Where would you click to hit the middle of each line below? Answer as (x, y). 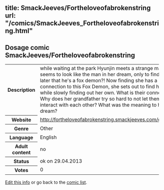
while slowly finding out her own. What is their (92, 93)
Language (21, 137)
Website (21, 120)
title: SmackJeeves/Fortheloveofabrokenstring (78, 8)
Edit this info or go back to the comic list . (46, 182)
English (48, 137)
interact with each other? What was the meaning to (98, 105)
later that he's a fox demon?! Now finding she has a (99, 81)
